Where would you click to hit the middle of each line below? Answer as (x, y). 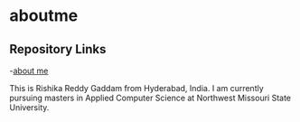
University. (29, 108)
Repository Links (58, 49)
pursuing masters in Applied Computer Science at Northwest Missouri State (150, 98)
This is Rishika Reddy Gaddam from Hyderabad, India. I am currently (136, 88)
